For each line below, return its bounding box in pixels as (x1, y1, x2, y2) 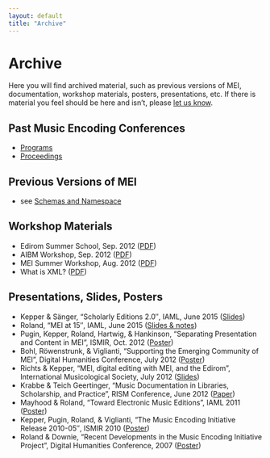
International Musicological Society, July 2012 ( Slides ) (19, 372, 200, 381)
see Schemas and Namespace (19, 196, 122, 206)
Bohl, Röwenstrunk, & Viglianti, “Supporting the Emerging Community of (19, 346, 260, 355)
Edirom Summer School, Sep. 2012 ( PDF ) (19, 241, 157, 250)
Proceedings (19, 151, 63, 162)
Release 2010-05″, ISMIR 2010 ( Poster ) (19, 423, 151, 433)
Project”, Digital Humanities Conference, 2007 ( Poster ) (19, 440, 201, 450)
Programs (19, 143, 53, 153)
